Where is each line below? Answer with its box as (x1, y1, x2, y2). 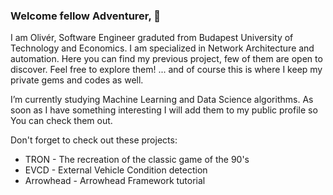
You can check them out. (10, 115, 113, 127)
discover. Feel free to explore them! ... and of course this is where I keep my (10, 64, 323, 76)
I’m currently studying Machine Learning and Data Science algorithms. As (10, 94, 314, 106)
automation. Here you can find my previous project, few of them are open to (10, 53, 323, 65)
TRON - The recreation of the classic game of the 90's (24, 154, 250, 166)
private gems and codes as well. (10, 74, 144, 86)
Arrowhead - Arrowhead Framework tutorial (24, 175, 206, 187)
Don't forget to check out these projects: (10, 134, 178, 146)
